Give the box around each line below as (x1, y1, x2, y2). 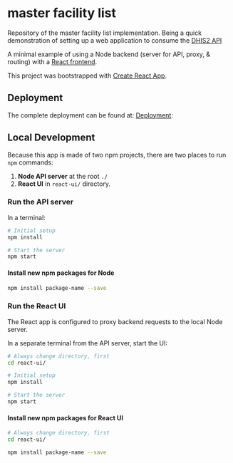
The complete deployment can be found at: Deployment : (7, 110, 173, 119)
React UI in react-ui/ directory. (17, 180, 110, 188)
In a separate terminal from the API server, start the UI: (7, 338, 168, 347)
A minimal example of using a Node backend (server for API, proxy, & (7, 50, 211, 58)
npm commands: (7, 158, 53, 167)
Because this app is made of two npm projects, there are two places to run (7, 150, 227, 159)
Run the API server (7, 197, 73, 207)
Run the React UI (7, 301, 66, 311)
